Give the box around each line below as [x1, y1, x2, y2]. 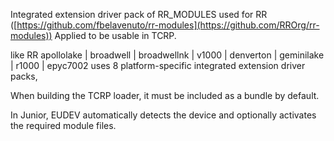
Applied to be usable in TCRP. [54, 30, 177, 41]
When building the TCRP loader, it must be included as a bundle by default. [10, 90, 320, 101]
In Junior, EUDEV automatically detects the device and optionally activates [10, 109, 317, 121]
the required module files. [10, 120, 117, 131]
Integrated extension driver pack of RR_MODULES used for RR [10, 9, 268, 20]
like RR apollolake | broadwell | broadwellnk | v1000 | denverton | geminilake [10, 49, 325, 61]
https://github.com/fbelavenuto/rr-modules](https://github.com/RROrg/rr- [16, 19, 320, 31]
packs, [10, 70, 38, 82]
